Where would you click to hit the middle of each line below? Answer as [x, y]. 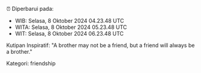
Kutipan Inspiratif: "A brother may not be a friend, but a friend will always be [101, 45]
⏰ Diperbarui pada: [30, 9]
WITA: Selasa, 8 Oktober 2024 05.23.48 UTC [71, 27]
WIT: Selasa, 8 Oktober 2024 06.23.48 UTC [69, 33]
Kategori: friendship [31, 63]
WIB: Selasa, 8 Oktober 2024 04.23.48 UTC [69, 21]
